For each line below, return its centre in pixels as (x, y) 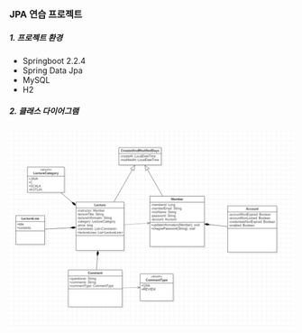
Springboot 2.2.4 (54, 60)
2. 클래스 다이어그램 (44, 111)
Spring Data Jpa (52, 70)
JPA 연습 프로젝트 (46, 14)
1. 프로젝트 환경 (36, 37)
